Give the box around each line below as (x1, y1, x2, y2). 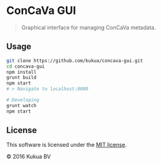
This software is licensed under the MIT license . (6, 141, 127, 149)
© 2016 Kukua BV (6, 153, 51, 160)
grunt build (6, 74, 37, 81)
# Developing (6, 97, 40, 103)
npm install (6, 69, 37, 75)
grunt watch (6, 102, 37, 108)
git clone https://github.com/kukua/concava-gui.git (6, 57, 143, 64)
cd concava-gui (6, 63, 45, 69)
